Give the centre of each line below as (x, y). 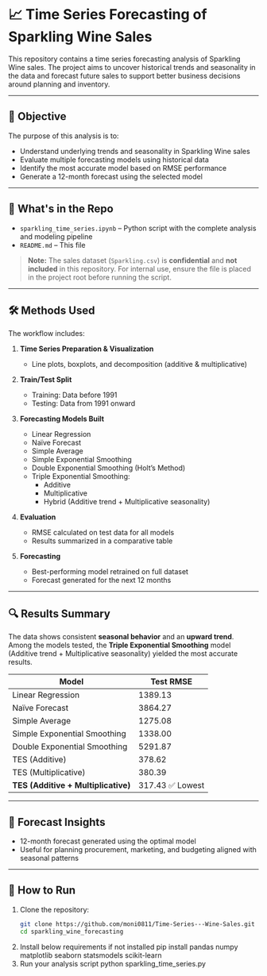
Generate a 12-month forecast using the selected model (111, 176)
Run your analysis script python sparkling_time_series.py (113, 963)
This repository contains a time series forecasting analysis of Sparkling (124, 59)
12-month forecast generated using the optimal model (108, 841)
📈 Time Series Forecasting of (108, 15)
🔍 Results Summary (60, 613)
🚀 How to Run (42, 891)
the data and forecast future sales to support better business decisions (124, 75)
